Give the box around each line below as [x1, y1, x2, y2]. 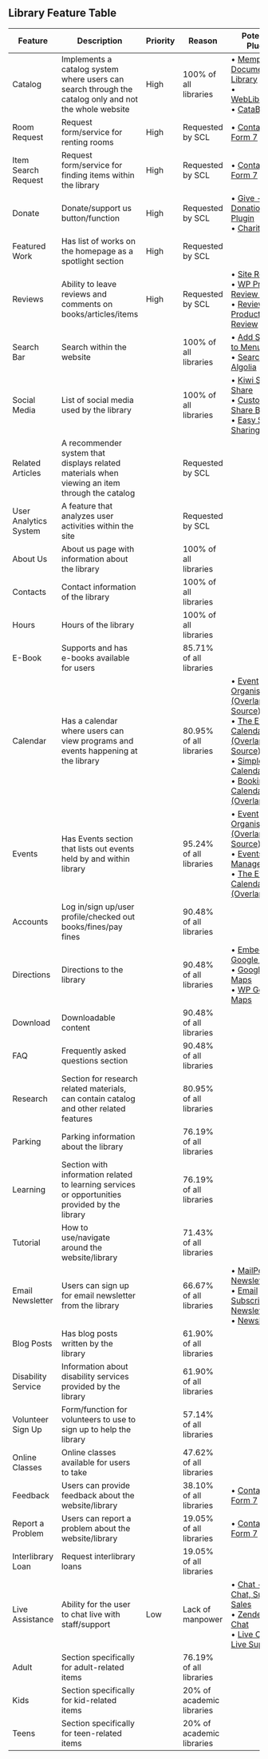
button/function [61, 212, 120, 223]
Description [77, 35, 123, 46]
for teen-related [61, 1727, 122, 1738]
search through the [61, 83, 133, 94]
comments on [61, 298, 113, 309]
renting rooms [61, 136, 114, 147]
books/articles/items [61, 308, 139, 319]
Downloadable [61, 1011, 116, 1023]
